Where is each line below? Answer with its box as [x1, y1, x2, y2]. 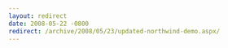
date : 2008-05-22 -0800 [8, 20, 90, 28]
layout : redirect [8, 11, 68, 20]
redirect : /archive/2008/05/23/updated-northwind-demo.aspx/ [8, 27, 221, 35]
